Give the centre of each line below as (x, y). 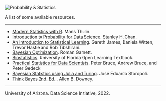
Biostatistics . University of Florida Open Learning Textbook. (73, 58)
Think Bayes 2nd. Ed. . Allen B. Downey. (53, 79)
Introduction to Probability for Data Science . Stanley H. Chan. (75, 37)
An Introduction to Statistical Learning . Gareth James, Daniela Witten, (83, 42)
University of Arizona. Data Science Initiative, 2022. (58, 93)
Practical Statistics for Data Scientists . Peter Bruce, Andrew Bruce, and (84, 63)
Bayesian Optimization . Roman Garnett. (52, 52)
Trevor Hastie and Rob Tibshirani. (46, 47)
